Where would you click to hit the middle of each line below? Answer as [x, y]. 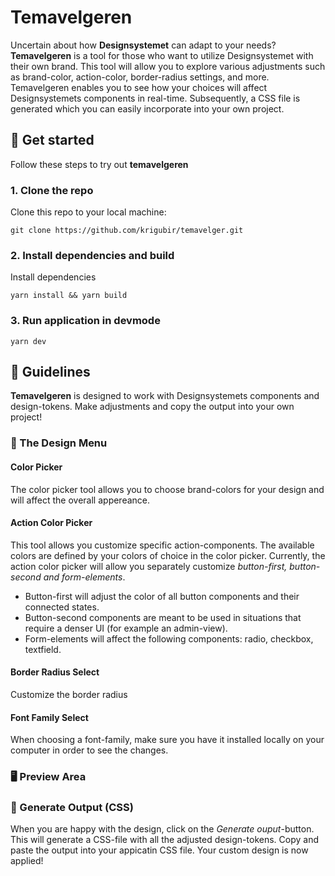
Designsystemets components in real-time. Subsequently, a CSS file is [155, 98]
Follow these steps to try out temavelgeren [99, 164]
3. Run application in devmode [85, 321]
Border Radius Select [55, 672]
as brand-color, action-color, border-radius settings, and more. [140, 77]
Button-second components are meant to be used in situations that [163, 617]
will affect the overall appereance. [80, 500]
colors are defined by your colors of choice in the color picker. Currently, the [168, 555]
